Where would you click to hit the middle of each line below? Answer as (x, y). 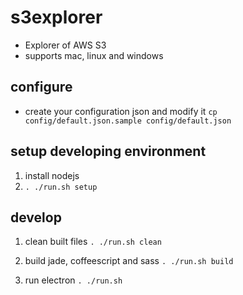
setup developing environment (108, 151)
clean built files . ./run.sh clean (93, 242)
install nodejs (52, 175)
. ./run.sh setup (61, 187)
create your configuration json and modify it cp (121, 111)
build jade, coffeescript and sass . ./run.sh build (129, 261)
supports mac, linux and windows (94, 55)
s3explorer (56, 17)
